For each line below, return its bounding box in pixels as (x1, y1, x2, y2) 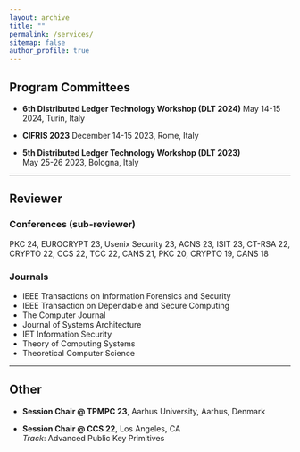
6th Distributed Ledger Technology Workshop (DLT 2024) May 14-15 (21, 103, 281, 114)
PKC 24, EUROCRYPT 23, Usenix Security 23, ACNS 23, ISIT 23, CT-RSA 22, (9, 238, 290, 249)
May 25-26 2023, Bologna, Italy (21, 157, 139, 167)
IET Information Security (21, 328, 112, 339)
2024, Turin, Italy (21, 113, 86, 124)
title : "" (9, 21, 46, 30)
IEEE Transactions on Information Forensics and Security (21, 290, 231, 301)
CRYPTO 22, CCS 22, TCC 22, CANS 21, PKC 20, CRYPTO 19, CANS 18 (9, 248, 270, 259)
